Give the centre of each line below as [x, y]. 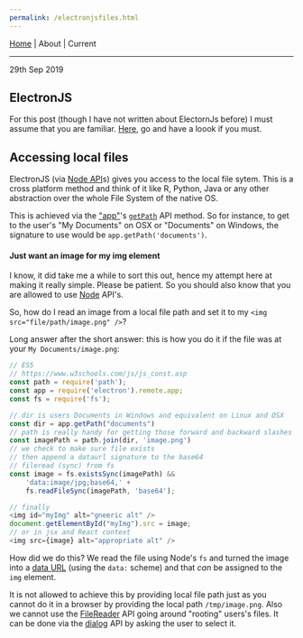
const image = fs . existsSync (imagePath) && [92, 474]
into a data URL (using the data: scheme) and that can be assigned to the [146, 567]
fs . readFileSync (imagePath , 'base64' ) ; [101, 491]
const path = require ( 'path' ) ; [68, 383]
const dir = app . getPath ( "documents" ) [82, 424]
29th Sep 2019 [37, 69]
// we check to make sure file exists [82, 449]
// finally [30, 507]
